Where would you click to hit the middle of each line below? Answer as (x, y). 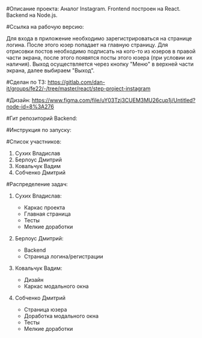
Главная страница (47, 214)
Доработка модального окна (61, 316)
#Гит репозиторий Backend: (42, 118)
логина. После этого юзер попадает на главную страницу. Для (87, 45)
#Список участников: (34, 142)
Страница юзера (45, 309)
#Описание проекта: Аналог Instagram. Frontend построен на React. (93, 9)
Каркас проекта (44, 208)
